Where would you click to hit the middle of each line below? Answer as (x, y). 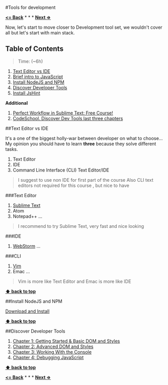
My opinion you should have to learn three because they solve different (81, 144)
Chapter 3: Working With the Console (52, 352)
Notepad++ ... (27, 216)
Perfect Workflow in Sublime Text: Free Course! (63, 113)
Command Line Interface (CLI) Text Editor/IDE (61, 170)
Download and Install (27, 311)
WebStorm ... (27, 246)
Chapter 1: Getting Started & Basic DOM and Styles (66, 341)
